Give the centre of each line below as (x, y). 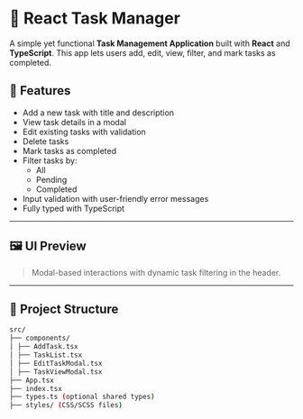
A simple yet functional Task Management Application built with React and (150, 43)
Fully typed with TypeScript (73, 208)
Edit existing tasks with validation (84, 132)
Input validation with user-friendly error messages (115, 198)
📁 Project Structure (64, 309)
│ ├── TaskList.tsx (46, 355)
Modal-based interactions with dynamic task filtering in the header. (156, 272)
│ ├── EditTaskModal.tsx (56, 363)
